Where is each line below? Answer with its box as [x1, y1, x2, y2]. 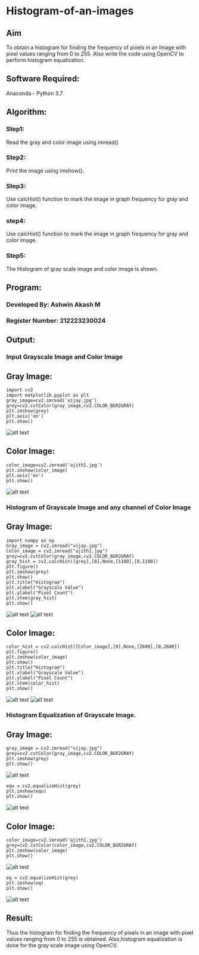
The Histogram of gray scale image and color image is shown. [6, 265, 158, 273]
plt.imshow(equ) [6, 788, 46, 794]
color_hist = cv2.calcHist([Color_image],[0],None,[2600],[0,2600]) [6, 644, 180, 650]
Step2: [6, 154, 26, 162]
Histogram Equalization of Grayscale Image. [6, 711, 136, 720]
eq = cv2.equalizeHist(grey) [6, 874, 79, 881]
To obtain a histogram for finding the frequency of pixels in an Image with [6, 44, 186, 51]
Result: [6, 913, 33, 923]
